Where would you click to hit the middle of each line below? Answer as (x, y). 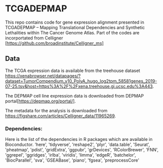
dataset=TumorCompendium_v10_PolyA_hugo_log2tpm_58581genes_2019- (81, 81)
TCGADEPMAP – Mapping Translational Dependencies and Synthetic (75, 27)
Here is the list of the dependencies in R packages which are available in (79, 139)
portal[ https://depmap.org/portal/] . (41, 101)
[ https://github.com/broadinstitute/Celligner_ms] (54, 43)
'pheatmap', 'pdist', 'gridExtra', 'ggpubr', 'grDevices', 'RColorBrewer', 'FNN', (82, 150)
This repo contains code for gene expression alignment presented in (75, 22)
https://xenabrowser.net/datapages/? (43, 76)
